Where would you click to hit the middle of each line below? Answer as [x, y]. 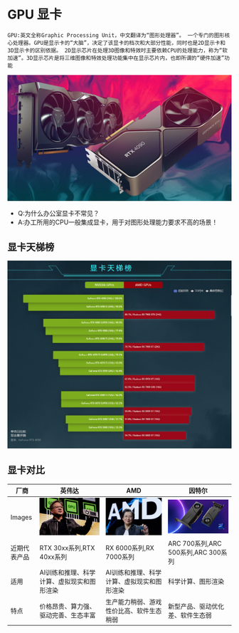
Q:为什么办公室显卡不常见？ [58, 214]
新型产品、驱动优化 [196, 606]
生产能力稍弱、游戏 [134, 602]
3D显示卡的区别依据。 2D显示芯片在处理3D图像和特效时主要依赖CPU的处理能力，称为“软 [117, 51]
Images [21, 517]
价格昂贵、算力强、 [68, 606]
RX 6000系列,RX [130, 548]
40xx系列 [53, 557]
